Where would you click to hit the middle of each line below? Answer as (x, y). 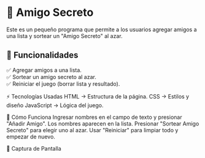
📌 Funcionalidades (42, 55)
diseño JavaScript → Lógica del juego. (55, 105)
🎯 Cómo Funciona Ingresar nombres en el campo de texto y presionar (94, 117)
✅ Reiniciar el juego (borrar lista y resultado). (63, 84)
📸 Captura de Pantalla (34, 148)
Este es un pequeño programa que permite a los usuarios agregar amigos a (102, 29)
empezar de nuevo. (31, 137)
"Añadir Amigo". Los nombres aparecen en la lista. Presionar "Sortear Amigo (103, 123)
